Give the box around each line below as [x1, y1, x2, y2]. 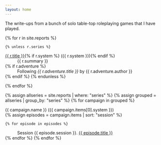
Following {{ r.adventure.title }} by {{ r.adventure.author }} [17, 68, 132, 74]
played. [5, 25, 20, 32]
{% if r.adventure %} [5, 63, 46, 69]
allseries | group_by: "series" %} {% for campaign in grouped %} [5, 97, 135, 103]
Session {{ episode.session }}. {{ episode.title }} [17, 129, 113, 136]
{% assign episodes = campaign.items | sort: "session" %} [5, 112, 122, 118]
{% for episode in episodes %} [5, 121, 68, 126]
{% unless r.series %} [5, 44, 51, 49]
